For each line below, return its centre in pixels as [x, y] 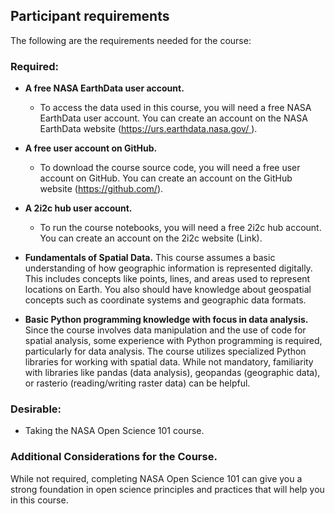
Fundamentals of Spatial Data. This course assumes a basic [150, 258]
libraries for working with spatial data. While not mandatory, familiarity [169, 362]
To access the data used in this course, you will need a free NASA [175, 108]
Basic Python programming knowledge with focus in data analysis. [166, 320]
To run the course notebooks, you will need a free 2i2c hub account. [180, 228]
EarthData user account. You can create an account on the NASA [173, 118]
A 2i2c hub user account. [78, 208]
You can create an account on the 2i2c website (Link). [151, 238]
